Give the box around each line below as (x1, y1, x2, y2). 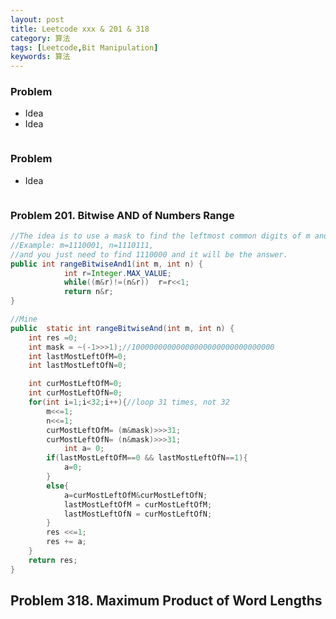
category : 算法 (10, 33, 71, 43)
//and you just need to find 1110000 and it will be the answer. (10, 249, 288, 260)
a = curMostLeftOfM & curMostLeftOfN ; (63, 490, 208, 500)
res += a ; (46, 537, 87, 547)
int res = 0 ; (28, 332, 78, 343)
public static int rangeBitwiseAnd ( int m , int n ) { (10, 323, 235, 333)
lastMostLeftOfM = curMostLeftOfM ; (63, 499, 213, 510)
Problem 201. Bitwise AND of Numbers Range (10, 208, 235, 222)
